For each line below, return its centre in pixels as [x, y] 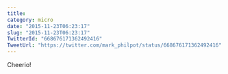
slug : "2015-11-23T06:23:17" [49, 33]
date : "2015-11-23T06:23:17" [49, 26]
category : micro [30, 20]
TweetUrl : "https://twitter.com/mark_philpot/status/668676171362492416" [115, 45]
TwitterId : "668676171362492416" [55, 39]
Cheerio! [20, 65]
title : [16, 13]
